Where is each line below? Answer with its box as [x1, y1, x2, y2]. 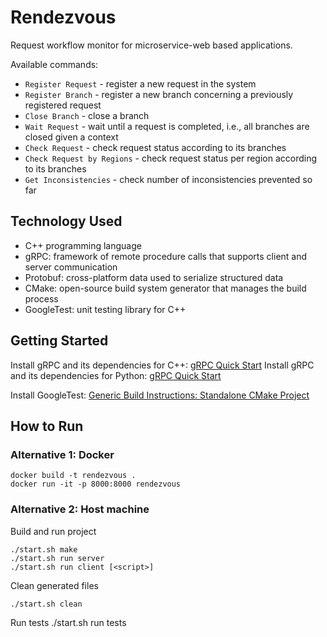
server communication [24, 261, 118, 273]
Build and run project [10, 525, 97, 537]
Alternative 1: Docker [10, 447, 115, 461]
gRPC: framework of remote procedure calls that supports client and [24, 250, 308, 262]
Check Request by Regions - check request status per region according [24, 152, 318, 164]
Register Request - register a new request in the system [24, 77, 257, 90]
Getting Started [10, 332, 109, 350]
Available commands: [10, 58, 99, 70]
